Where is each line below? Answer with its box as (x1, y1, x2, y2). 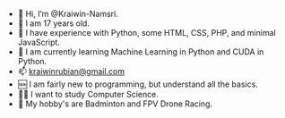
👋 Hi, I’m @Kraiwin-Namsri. (17, 9, 118, 19)
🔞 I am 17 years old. (17, 18, 90, 29)
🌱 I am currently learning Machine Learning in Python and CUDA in (17, 46, 264, 57)
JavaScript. (17, 37, 61, 47)
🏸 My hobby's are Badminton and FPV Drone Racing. (17, 98, 213, 109)
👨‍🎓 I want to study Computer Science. (17, 89, 159, 99)
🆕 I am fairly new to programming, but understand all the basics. (17, 79, 258, 89)
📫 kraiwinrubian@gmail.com (17, 66, 125, 76)
